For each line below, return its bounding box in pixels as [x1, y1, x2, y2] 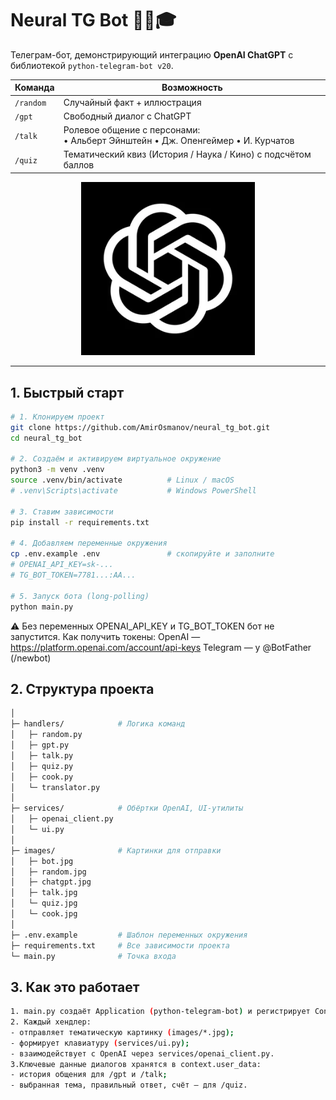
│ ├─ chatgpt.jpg [10, 877, 92, 887]
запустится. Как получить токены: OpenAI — [10, 630, 201, 642]
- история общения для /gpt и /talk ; [10, 1070, 168, 1080]
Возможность [161, 82, 223, 94]
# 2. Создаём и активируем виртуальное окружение [10, 454, 222, 464]
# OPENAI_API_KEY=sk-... [10, 560, 114, 570]
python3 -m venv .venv [10, 465, 105, 475]
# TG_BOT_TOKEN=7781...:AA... [10, 570, 137, 581]
